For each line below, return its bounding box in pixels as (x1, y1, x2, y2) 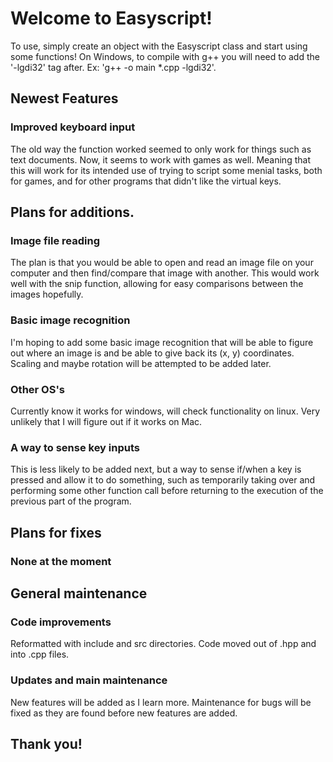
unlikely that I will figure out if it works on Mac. (10, 415, 203, 427)
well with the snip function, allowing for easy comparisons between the (10, 278, 304, 290)
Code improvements (10, 615, 112, 629)
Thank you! (10, 735, 83, 752)
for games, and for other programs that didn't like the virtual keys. (10, 175, 282, 187)
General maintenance (10, 585, 148, 602)
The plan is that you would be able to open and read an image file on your (10, 257, 314, 269)
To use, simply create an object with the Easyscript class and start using (10, 40, 308, 52)
